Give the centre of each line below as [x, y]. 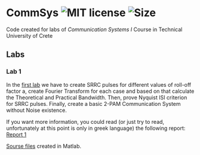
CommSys [32, 13]
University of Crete [30, 35]
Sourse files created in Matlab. [44, 146]
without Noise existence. [37, 110]
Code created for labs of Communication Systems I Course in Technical [94, 29]
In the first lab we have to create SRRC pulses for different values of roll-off [99, 84]
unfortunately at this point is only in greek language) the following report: [96, 128]
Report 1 [16, 134]
